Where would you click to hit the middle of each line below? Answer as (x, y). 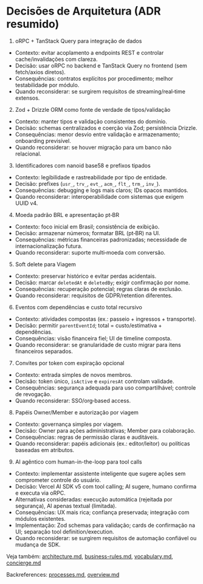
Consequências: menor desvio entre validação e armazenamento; (98, 134)
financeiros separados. (44, 351)
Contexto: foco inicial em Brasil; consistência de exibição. (87, 227)
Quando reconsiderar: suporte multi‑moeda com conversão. (90, 252)
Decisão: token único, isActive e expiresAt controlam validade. (95, 381)
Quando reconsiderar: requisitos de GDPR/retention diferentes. (94, 295)
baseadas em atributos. (45, 450)
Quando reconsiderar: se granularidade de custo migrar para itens (98, 345)
